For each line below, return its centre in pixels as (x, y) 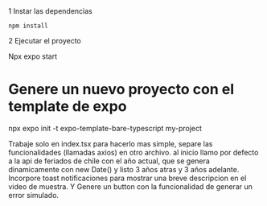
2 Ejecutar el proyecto (45, 41)
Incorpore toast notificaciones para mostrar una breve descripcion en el (127, 178)
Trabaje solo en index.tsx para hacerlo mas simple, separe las (111, 144)
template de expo (68, 106)
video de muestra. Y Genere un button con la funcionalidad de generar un (131, 187)
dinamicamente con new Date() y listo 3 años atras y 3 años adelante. (124, 170)
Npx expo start (33, 56)
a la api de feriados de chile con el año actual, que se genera (109, 161)
